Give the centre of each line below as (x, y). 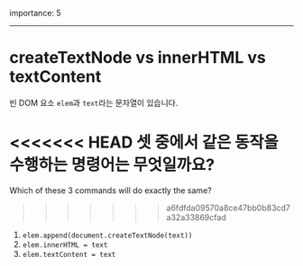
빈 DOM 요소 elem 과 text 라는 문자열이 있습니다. (94, 102)
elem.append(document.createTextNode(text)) (107, 235)
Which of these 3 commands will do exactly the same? (110, 190)
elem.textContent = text (69, 254)
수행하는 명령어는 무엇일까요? (112, 165)
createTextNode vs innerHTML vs (138, 58)
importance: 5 (35, 13)
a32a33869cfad (197, 217)
